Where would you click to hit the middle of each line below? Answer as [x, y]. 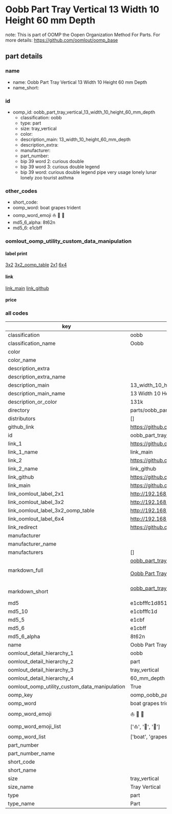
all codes [17, 313]
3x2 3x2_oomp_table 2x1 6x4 [36, 265]
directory [19, 410]
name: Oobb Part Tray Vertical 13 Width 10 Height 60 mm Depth [80, 82]
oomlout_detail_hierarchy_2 [41, 662]
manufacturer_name [32, 544]
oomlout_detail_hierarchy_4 [41, 678]
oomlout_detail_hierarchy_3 [41, 670]
